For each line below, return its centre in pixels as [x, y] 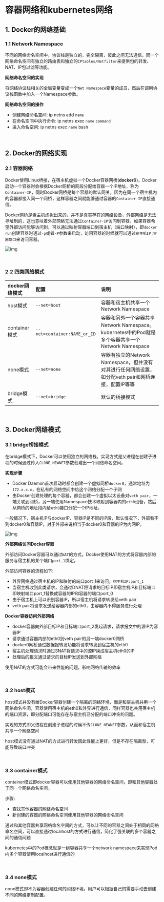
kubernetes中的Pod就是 [128, 332]
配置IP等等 [123, 384]
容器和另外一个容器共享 [128, 318]
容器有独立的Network [125, 355]
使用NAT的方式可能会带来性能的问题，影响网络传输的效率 [63, 667]
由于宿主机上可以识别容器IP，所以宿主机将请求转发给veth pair [74, 599]
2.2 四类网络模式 [25, 272]
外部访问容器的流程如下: [29, 571]
